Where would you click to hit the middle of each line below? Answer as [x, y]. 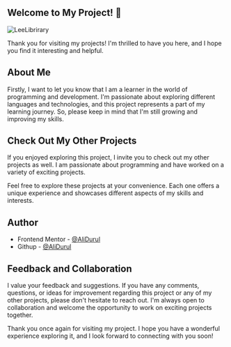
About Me [29, 73]
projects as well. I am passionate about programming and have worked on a [116, 165]
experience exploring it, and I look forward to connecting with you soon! [110, 336]
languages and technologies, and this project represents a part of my [106, 104]
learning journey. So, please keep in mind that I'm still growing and [103, 111]
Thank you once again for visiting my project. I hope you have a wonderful [114, 329]
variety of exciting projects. [46, 172]
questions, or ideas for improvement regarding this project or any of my [110, 293]
